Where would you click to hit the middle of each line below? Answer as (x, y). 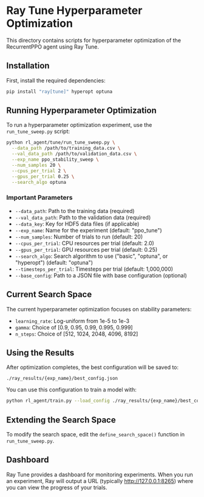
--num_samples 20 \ (36, 165)
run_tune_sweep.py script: (38, 132)
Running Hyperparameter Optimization (81, 111)
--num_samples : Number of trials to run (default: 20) (79, 237)
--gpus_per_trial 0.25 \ (43, 177)
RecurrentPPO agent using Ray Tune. (53, 47)
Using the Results (40, 353)
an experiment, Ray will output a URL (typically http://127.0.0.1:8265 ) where (100, 481)
